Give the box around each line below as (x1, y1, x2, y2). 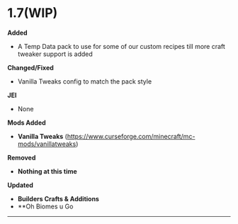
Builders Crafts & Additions (17, 194, 99, 203)
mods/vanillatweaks (17, 140, 76, 148)
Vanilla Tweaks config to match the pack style (17, 77, 152, 86)
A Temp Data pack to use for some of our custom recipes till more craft (17, 42, 225, 50)
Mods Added (7, 118, 46, 127)
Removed (7, 153, 36, 162)
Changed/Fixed (7, 63, 55, 72)
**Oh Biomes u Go (17, 202, 74, 211)
